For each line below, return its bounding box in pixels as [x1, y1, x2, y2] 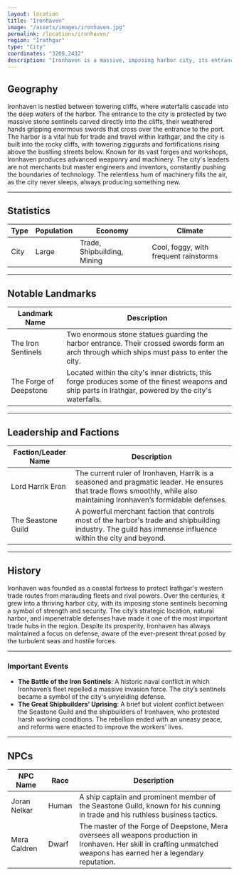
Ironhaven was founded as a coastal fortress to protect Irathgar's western [7, 584, 223, 592]
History [7, 565, 41, 577]
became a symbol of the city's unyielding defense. [17, 692, 166, 701]
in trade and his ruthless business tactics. [79, 809, 218, 819]
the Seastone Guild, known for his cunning [79, 801, 221, 811]
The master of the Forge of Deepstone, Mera [79, 821, 228, 831]
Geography [7, 83, 58, 95]
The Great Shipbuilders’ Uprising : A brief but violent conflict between [17, 700, 224, 709]
